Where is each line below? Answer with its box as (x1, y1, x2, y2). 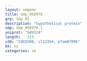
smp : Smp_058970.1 (5, 26, 43, 30)
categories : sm (5, 48, 36, 53)
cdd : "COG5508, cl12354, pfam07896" (5, 39, 80, 44)
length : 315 (5, 35, 34, 40)
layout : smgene (5, 7, 36, 12)
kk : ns (5, 44, 19, 49)
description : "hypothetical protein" (5, 21, 83, 26)
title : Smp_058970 (5, 12, 43, 17)
